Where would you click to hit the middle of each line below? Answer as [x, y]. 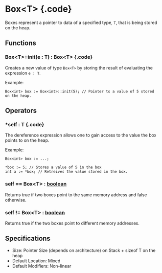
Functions [21, 43]
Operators [21, 111]
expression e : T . [23, 73]
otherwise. [16, 200]
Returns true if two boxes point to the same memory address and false [76, 195]
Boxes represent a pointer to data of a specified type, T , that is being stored [81, 23]
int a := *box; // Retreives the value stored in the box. [67, 172]
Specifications [28, 239]
